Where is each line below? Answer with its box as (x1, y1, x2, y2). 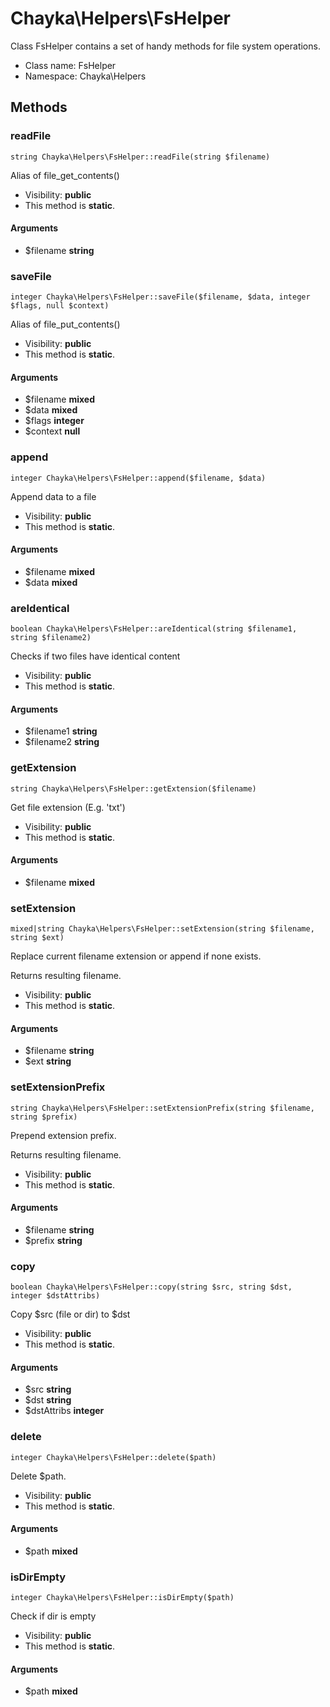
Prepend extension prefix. (10, 1129, 117, 1141)
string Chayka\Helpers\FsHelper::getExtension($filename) (10, 783, 257, 794)
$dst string (24, 1394, 72, 1406)
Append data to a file (10, 490, 97, 502)
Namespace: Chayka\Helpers (24, 70, 147, 82)
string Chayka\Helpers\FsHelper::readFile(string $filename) (10, 152, 271, 162)
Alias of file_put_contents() (10, 318, 121, 331)
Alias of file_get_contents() (10, 169, 120, 181)
